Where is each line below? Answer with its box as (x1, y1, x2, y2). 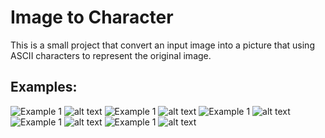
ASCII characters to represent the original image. (10, 49, 212, 61)
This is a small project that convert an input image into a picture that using (10, 39, 315, 51)
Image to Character (10, 6, 174, 29)
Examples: (10, 79, 78, 96)
